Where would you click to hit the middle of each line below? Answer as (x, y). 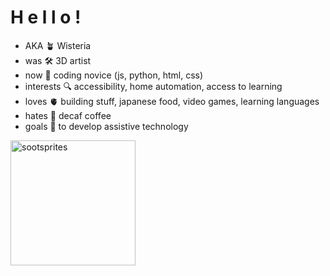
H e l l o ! (46, 17)
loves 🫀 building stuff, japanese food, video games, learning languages (172, 101)
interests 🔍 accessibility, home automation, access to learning (153, 86)
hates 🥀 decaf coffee (68, 115)
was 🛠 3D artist (58, 60)
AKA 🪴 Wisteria (58, 45)
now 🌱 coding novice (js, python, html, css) (114, 75)
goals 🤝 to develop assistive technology (106, 126)
